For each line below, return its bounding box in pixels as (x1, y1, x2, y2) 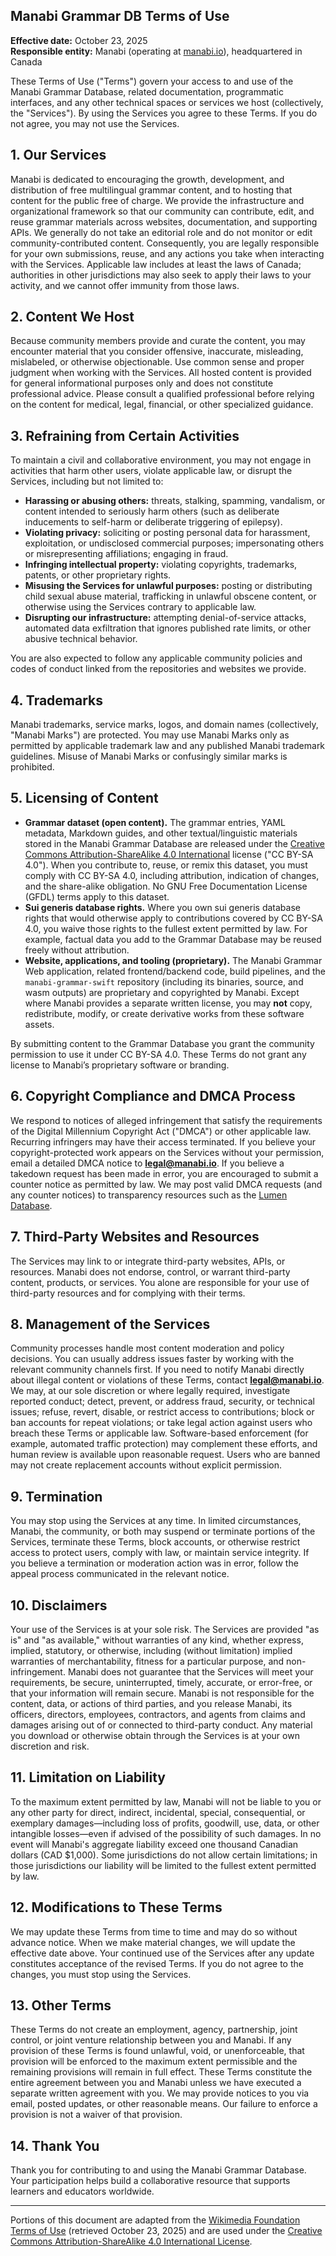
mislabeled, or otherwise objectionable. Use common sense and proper (10, 356, 305, 368)
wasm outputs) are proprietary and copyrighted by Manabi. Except (24, 986, 300, 998)
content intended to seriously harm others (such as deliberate (24, 505, 280, 518)
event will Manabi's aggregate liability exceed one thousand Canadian (10, 1838, 299, 1850)
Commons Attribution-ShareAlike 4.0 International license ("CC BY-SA (24, 848, 314, 860)
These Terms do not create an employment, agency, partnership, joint (10, 2024, 298, 2036)
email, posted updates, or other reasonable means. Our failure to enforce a (10, 2098, 318, 2110)
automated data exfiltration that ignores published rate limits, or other (24, 622, 312, 634)
